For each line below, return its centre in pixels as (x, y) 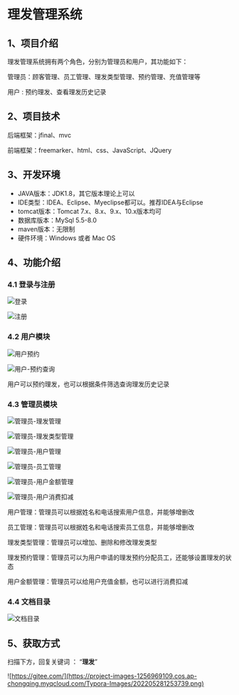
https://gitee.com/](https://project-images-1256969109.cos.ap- (105, 676)
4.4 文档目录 (29, 602)
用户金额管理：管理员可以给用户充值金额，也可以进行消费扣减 (98, 581)
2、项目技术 (34, 117)
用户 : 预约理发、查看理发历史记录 (57, 92)
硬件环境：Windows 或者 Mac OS (67, 238)
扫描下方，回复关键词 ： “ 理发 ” (53, 662)
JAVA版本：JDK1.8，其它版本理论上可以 (76, 193)
